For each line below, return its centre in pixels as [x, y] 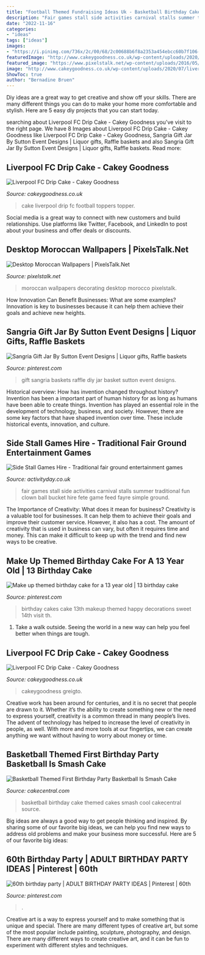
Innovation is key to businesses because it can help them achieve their [95, 306]
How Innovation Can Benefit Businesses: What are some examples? [91, 300]
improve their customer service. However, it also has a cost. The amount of [101, 522]
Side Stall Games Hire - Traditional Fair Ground [97, 443]
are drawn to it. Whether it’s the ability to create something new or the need [101, 709]
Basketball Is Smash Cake [56, 764]
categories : [21, 29]
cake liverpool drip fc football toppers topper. [78, 206]
